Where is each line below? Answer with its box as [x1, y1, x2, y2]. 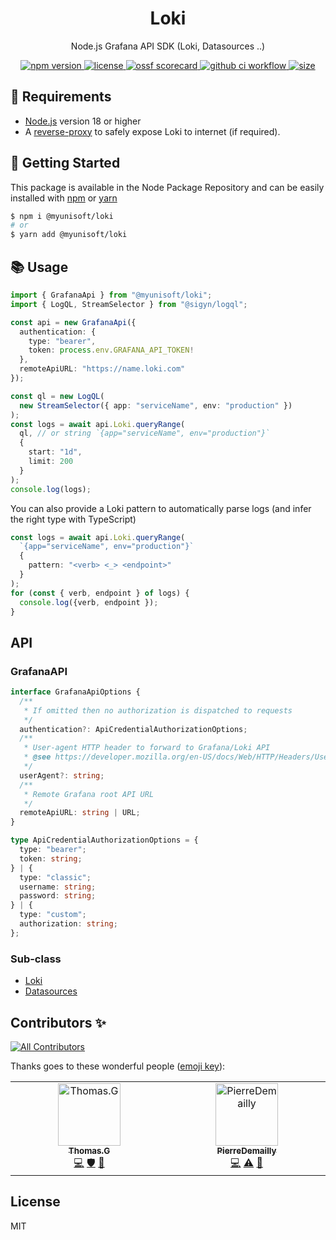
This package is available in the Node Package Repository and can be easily [10, 181, 325, 193]
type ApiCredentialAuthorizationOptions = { [10, 835, 199, 846]
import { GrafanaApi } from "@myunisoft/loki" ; [10, 290, 213, 300]
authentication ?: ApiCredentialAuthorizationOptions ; [19, 724, 248, 734]
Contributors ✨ [10, 1014, 107, 1031]
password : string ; [19, 891, 97, 901]
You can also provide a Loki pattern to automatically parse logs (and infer [10, 502, 312, 514]
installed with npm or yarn [10, 192, 118, 204]
